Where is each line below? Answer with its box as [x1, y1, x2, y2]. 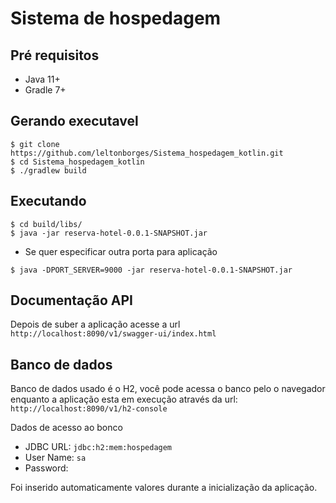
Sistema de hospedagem [10, 7, 222, 30]
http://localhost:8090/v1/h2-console [10, 404, 168, 414]
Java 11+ [24, 73, 61, 85]
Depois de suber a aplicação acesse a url [10, 318, 181, 331]
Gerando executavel [10, 113, 139, 130]
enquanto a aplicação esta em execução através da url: [10, 393, 238, 406]
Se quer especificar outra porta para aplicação [24, 245, 218, 257]
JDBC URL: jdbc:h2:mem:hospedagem [24, 441, 173, 453]
